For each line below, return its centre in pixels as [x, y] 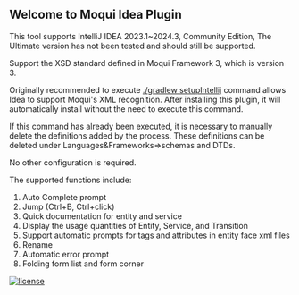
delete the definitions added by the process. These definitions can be [137, 135]
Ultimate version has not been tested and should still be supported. [133, 46]
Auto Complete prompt [64, 197]
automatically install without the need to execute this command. [126, 109]
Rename [37, 244]
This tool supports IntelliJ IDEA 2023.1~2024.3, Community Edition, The [141, 36]
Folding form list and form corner [83, 264]
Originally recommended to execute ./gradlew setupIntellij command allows [148, 89]
